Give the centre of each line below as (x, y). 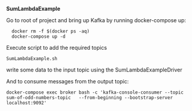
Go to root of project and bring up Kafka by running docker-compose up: (96, 20)
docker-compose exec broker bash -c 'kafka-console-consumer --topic (95, 92)
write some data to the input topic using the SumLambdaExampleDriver (94, 70)
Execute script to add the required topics (57, 48)
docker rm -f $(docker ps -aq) (51, 31)
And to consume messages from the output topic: (67, 81)
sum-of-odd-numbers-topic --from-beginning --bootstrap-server (89, 98)
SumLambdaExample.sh (32, 59)
